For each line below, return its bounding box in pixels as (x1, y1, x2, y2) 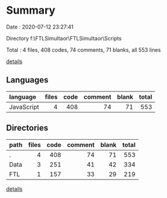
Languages (6, 75, 49, 85)
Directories (6, 123, 49, 133)
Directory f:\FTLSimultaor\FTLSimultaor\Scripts (6, 34, 122, 42)
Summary (6, 4, 55, 17)
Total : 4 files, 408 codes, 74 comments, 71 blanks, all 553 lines (6, 46, 161, 54)
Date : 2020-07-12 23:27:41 (6, 23, 74, 30)
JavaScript (9, 102, 40, 111)
